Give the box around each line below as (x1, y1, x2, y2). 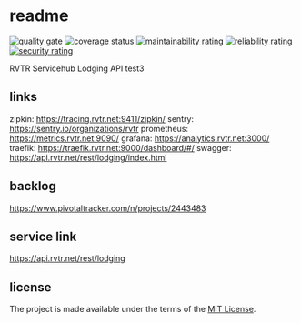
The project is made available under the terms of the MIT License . (9, 304, 256, 315)
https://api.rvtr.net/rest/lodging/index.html (9, 152, 167, 163)
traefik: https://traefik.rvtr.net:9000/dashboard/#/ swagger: (9, 142, 232, 153)
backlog (9, 178, 57, 194)
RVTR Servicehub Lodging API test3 (9, 63, 145, 74)
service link (9, 228, 77, 244)
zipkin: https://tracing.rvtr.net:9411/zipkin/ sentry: (9, 113, 194, 124)
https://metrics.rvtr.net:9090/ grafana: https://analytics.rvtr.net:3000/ (9, 133, 270, 144)
